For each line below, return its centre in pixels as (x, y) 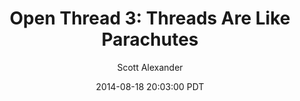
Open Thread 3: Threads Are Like (150, 18)
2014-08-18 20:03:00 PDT (150, 86)
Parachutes (150, 39)
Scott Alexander (150, 67)
